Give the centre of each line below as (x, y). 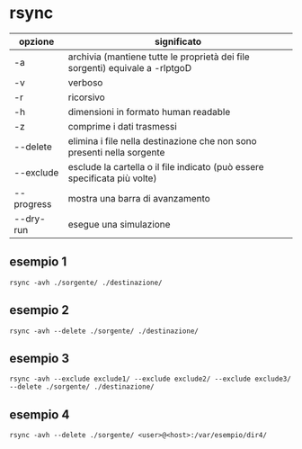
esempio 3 (40, 358)
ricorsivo (86, 97)
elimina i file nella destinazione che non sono (163, 140)
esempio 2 (39, 310)
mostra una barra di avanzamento (139, 198)
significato (178, 41)
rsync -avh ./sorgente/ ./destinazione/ (86, 283)
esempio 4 (40, 414)
